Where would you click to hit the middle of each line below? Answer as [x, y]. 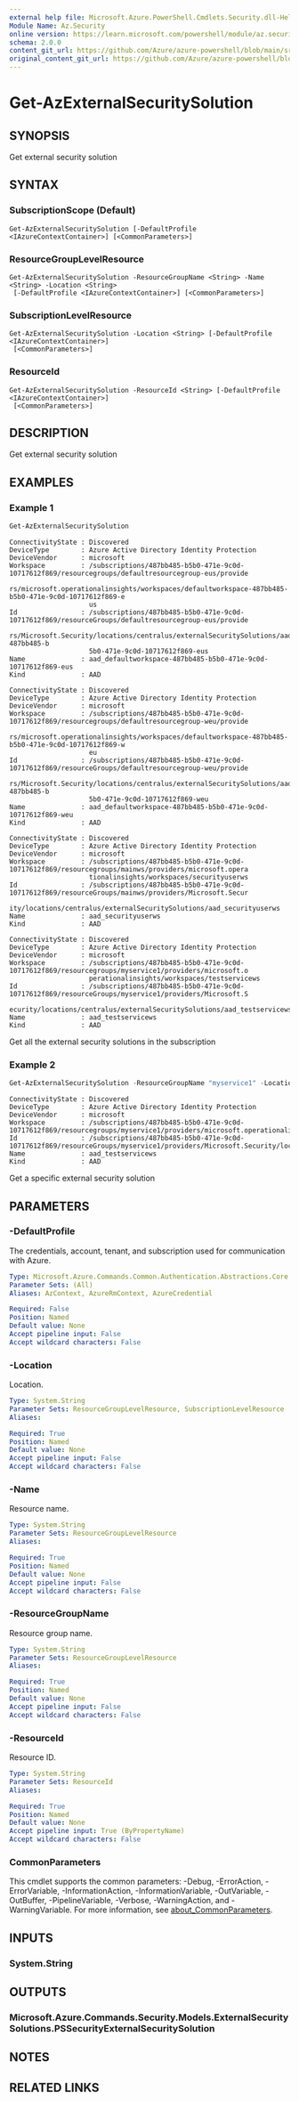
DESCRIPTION [49, 433]
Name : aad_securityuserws [85, 916]
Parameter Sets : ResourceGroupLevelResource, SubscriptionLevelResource [147, 1409]
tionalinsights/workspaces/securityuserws [169, 877]
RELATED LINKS [54, 2087]
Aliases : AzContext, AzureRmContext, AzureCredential [111, 1293]
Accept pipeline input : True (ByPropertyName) [97, 1831]
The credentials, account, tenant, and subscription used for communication [147, 1251]
